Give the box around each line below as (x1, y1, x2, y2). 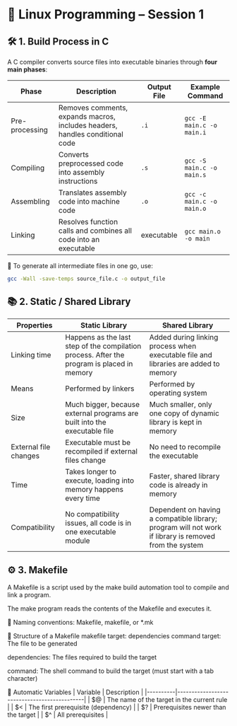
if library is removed (149, 531, 215, 541)
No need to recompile (149, 442, 221, 451)
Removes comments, (59, 103, 128, 113)
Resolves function (59, 217, 119, 226)
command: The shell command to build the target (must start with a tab (7, 667, 214, 675)
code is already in (149, 480, 208, 490)
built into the (65, 417, 107, 427)
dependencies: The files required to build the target (7, 652, 157, 661)
